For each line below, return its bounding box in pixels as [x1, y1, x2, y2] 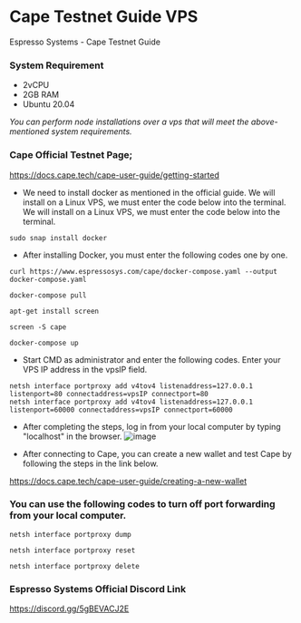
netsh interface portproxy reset [9, 546, 136, 555]
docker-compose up [9, 338, 79, 347]
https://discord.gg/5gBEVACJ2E [9, 603, 130, 614]
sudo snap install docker [9, 233, 107, 242]
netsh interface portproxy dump [9, 530, 131, 539]
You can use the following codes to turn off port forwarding [9, 498, 276, 511]
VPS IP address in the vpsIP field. [22, 364, 148, 375]
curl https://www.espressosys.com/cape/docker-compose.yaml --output [9, 267, 278, 276]
